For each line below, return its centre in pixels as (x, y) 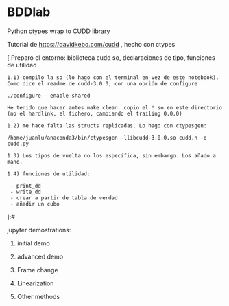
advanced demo (40, 256)
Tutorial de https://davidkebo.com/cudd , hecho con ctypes (91, 44)
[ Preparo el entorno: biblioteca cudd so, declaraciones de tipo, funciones (111, 57)
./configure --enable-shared (49, 96)
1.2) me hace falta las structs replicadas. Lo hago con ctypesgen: (107, 125)
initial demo (33, 243)
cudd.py (18, 144)
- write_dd (25, 192)
